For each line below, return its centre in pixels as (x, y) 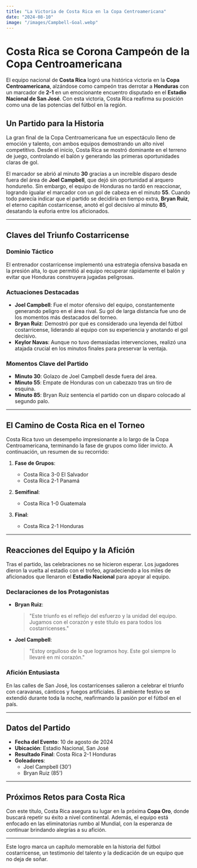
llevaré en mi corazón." (57, 658)
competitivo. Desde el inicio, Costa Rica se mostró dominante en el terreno (96, 150)
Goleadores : (30, 761)
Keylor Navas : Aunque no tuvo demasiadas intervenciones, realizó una (100, 342)
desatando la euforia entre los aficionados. (58, 211)
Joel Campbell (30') (47, 767)
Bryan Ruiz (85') (43, 773)
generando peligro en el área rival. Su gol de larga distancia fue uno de (100, 311)
